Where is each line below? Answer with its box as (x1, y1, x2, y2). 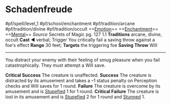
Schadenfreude (5, 4, 73, 15)
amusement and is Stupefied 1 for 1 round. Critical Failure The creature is (5, 88, 159, 94)
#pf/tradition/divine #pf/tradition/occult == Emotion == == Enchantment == (5, 25, 159, 32)
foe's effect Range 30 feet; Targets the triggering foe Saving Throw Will (5, 42, 158, 48)
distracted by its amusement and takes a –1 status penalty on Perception (5, 77, 157, 84)
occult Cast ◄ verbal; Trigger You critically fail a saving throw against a (5, 37, 155, 43)
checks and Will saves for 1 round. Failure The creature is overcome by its (5, 83, 161, 89)
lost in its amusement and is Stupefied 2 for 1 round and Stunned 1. (5, 93, 146, 100)
